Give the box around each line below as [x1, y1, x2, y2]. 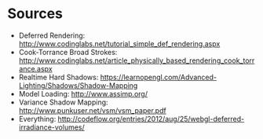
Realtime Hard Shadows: [18, 72, 99, 82]
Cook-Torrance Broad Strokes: [18, 47, 118, 57]
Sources [7, 5, 64, 23]
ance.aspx [18, 64, 53, 73]
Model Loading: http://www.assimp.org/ [18, 89, 148, 98]
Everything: [18, 114, 57, 123]
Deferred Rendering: [18, 31, 86, 40]
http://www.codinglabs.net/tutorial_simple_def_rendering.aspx [18, 38, 221, 48]
